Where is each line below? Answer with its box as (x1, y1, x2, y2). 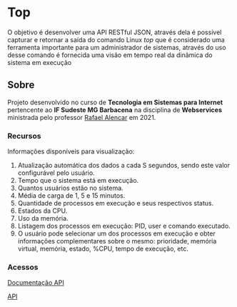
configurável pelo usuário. (17, 168, 95, 177)
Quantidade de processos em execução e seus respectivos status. (17, 199, 214, 208)
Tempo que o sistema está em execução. (17, 176, 139, 185)
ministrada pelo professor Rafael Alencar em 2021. (7, 113, 156, 121)
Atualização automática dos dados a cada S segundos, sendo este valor (17, 161, 231, 170)
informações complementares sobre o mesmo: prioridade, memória (17, 237, 217, 246)
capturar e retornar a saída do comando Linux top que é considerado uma (7, 35, 225, 44)
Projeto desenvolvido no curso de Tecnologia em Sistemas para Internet (7, 98, 223, 106)
